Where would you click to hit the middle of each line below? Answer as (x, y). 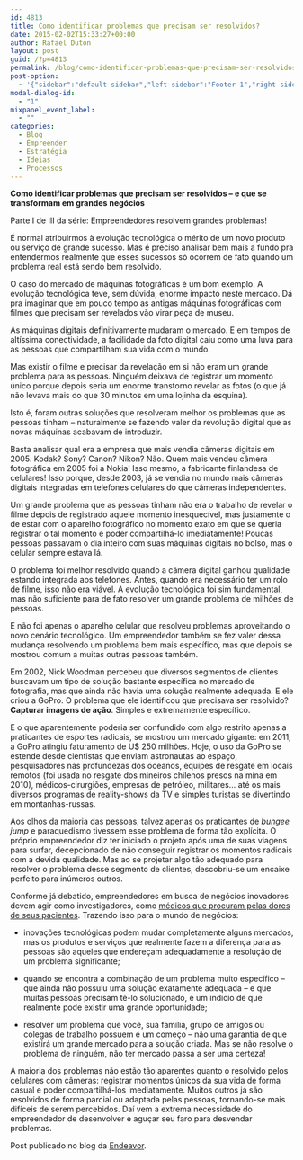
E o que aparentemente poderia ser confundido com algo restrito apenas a (148, 727)
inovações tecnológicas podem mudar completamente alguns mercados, (158, 932)
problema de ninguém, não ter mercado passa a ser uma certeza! (144, 1054)
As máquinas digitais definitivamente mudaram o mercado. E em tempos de (150, 330)
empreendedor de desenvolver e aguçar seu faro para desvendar (131, 1119)
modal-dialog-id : (43, 93)
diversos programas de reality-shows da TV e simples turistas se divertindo (150, 794)
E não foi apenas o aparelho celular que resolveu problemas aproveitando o (150, 626)
